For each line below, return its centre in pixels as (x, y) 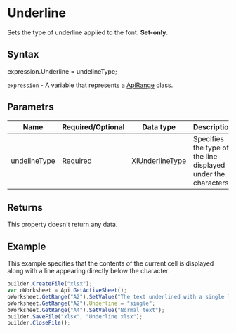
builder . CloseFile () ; (39, 323)
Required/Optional (93, 126)
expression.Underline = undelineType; (62, 71)
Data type (159, 126)
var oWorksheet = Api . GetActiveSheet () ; (67, 290)
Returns (25, 208)
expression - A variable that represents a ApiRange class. (90, 85)
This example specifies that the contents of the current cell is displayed (111, 263)
